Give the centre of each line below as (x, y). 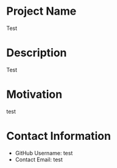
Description (37, 53)
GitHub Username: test (44, 153)
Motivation (34, 94)
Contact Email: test (39, 159)
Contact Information (59, 136)
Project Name (41, 11)
